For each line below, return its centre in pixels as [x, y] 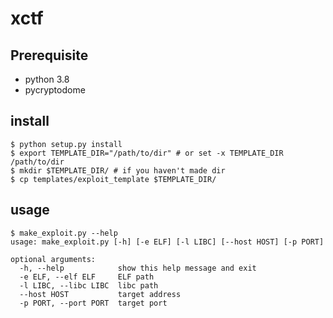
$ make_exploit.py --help [64, 233]
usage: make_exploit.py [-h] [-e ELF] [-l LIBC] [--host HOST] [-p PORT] [167, 242]
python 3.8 [47, 79]
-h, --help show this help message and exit [138, 268]
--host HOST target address [100, 294]
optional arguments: [53, 259]
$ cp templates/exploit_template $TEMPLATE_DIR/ [113, 179]
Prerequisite [49, 55]
